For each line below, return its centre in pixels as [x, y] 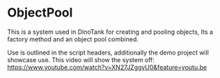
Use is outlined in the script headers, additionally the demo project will [108, 52]
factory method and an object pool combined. [73, 39]
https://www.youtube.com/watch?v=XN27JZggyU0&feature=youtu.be [107, 67]
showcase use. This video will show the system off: [81, 59]
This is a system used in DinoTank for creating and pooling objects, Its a [110, 32]
